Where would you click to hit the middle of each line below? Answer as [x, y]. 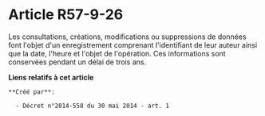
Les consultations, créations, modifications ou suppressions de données [127, 37]
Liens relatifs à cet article [51, 77]
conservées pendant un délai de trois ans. [77, 62]
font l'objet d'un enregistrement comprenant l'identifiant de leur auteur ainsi [133, 44]
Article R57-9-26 [66, 15]
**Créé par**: [32, 92]
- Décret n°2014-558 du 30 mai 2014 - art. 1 [93, 106]
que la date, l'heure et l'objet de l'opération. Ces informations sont [117, 53]
